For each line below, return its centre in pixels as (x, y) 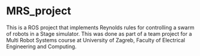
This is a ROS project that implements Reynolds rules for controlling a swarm (100, 27)
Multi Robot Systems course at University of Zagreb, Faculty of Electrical (96, 40)
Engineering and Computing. (41, 46)
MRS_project (39, 11)
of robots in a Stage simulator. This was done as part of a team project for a (99, 33)
